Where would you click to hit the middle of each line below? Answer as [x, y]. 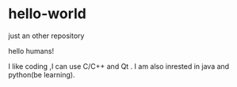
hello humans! [31, 51]
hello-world [48, 14]
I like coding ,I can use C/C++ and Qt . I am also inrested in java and [119, 66]
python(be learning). [42, 74]
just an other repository [46, 36]
